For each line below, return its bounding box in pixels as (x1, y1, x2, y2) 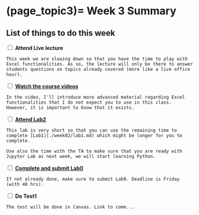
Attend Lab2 (14, 116, 46, 123)
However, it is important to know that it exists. (6, 105, 135, 111)
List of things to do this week (6, 28, 116, 38)
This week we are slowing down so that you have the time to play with (6, 56, 188, 62)
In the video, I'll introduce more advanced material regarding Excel (6, 94, 185, 100)
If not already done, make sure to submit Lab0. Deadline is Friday (6, 176, 180, 182)
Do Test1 (14, 192, 37, 200)
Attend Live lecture (14, 45, 64, 51)
